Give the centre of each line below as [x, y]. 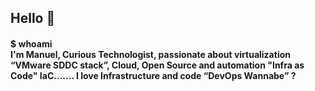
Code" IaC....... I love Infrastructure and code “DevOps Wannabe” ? [153, 75]
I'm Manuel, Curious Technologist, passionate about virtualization [150, 54]
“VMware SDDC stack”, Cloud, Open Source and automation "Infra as [157, 65]
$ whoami [31, 43]
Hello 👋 [33, 18]
